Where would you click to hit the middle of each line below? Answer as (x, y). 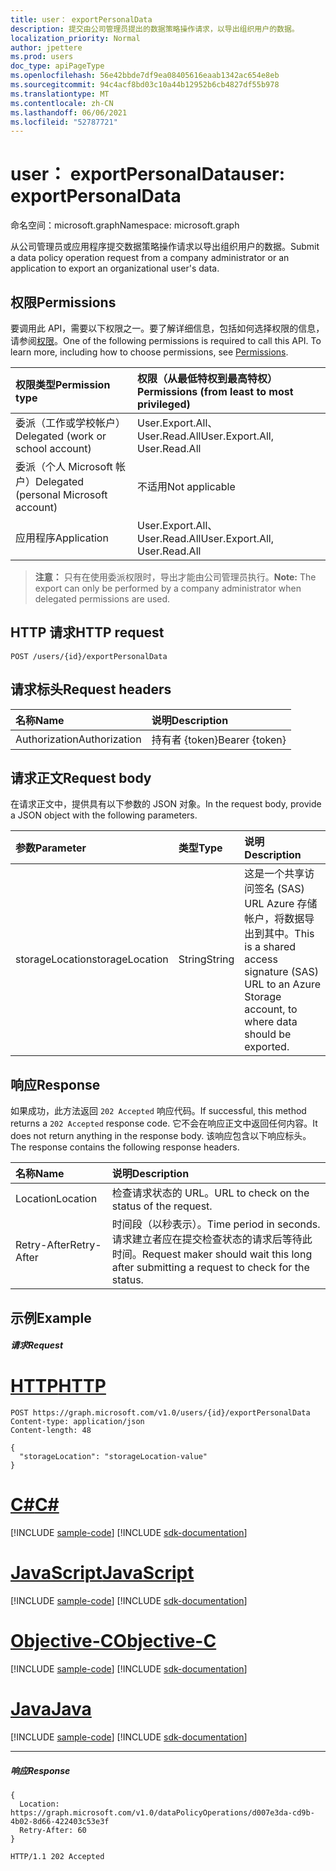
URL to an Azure (283, 984)
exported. (267, 1047)
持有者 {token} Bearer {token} (219, 739)
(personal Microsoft (61, 494)
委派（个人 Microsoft (64, 466)
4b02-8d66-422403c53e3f (60, 1821)
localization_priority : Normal (75, 38)
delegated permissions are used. (102, 599)
